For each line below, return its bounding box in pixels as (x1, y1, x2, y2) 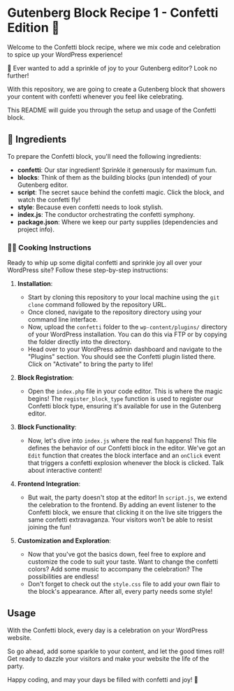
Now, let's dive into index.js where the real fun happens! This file (27, 436, 217, 445)
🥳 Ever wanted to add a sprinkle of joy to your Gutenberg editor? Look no (7, 64, 218, 72)
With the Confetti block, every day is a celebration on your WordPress (7, 626, 208, 634)
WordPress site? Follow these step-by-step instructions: (7, 266, 169, 274)
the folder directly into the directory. (27, 338, 132, 346)
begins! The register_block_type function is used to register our (27, 394, 214, 403)
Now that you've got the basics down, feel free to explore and (27, 550, 206, 559)
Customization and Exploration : (17, 536, 112, 545)
